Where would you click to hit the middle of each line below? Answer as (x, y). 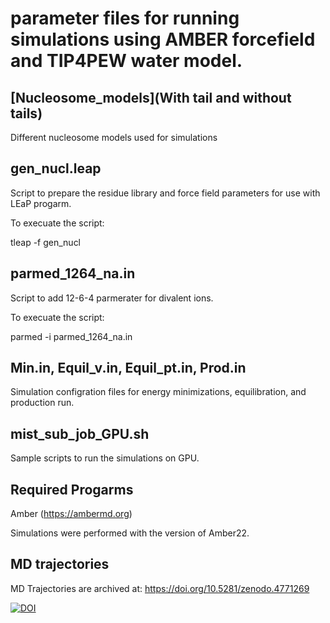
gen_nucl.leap (56, 168)
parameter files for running (125, 18)
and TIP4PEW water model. (126, 61)
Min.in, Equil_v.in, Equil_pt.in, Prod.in (128, 368)
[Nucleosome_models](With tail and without (151, 97)
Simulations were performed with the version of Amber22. (130, 533)
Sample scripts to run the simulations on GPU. (105, 458)
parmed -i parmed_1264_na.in (71, 336)
